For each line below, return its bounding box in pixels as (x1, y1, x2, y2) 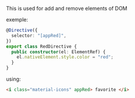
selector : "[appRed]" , (11, 32, 67, 38)
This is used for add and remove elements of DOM (6, 5, 127, 12)
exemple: (6, 16, 28, 23)
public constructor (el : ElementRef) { (11, 49, 106, 55)
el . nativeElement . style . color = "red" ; (16, 55, 114, 60)
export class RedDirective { (6, 43, 77, 49)
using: (6, 75, 21, 82)
